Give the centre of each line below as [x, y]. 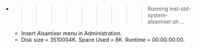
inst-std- [180, 9]
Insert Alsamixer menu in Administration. [71, 33]
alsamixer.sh [163, 21]
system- [157, 15]
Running [158, 9]
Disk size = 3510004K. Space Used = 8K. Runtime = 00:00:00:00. [103, 40]
